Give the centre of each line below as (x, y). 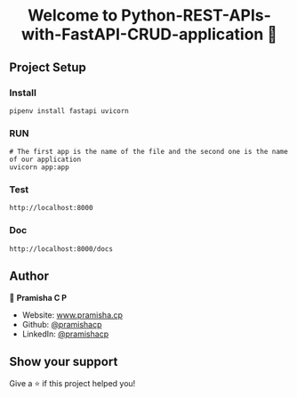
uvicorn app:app (39, 167)
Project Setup (48, 67)
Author (29, 276)
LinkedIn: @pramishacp (65, 334)
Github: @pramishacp (62, 324)
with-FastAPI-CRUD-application (142, 34)
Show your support (64, 361)
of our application (45, 160)
